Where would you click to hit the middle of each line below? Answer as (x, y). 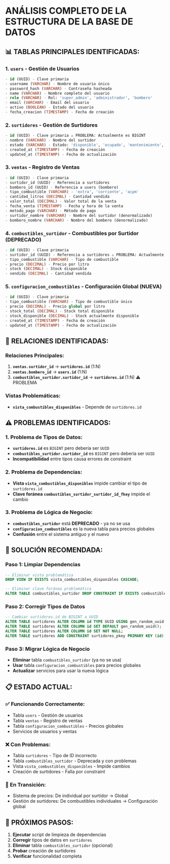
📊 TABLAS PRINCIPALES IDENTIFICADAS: (73, 51)
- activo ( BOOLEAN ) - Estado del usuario (50, 107)
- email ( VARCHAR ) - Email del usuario (47, 103)
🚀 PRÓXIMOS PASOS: (39, 822)
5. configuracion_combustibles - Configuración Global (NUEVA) (83, 287)
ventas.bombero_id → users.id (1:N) (50, 372)
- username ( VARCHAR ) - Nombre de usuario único (57, 84)
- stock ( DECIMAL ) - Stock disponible (46, 269)
